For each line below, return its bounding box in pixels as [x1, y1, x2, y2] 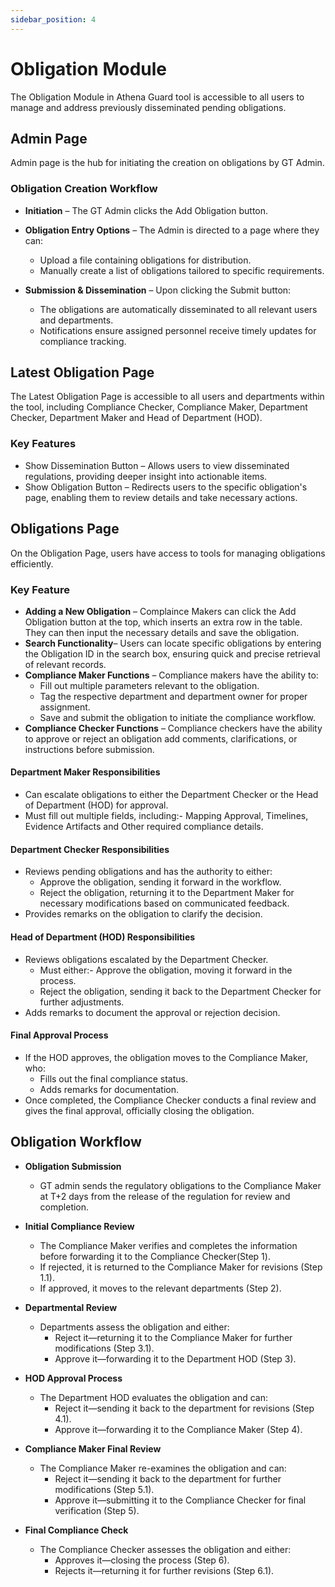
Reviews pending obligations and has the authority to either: [24, 866, 273, 878]
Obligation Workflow [10, 1134, 142, 1151]
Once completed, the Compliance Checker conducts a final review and [24, 1094, 317, 1106]
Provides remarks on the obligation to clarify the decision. [24, 908, 263, 920]
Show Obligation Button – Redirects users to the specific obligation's [24, 481, 308, 493]
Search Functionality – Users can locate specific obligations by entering [24, 637, 322, 649]
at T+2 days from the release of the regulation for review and [39, 1190, 291, 1202]
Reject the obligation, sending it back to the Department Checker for [39, 985, 322, 997]
